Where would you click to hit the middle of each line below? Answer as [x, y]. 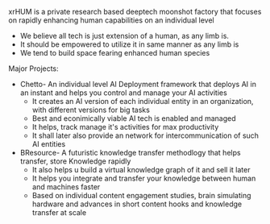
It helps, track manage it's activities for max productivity [125, 127]
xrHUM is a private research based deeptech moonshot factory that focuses [135, 12]
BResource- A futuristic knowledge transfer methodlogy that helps [130, 153]
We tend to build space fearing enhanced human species [115, 53]
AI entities [49, 144]
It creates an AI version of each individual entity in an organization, [143, 101]
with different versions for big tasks [91, 110]
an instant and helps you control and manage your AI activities [123, 93]
